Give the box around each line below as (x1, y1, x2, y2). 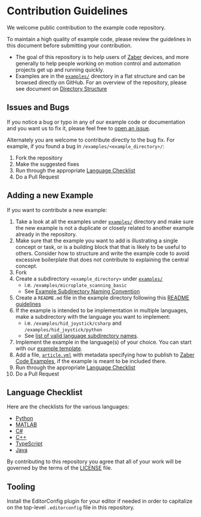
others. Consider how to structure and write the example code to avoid (15, 250, 190, 257)
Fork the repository (15, 154, 63, 161)
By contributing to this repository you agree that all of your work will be (7, 458, 181, 465)
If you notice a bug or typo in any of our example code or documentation (7, 118, 185, 125)
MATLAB (15, 421, 38, 428)
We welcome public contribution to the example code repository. (7, 24, 166, 31)
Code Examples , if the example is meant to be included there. (15, 357, 167, 365)
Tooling (7, 482, 35, 492)
